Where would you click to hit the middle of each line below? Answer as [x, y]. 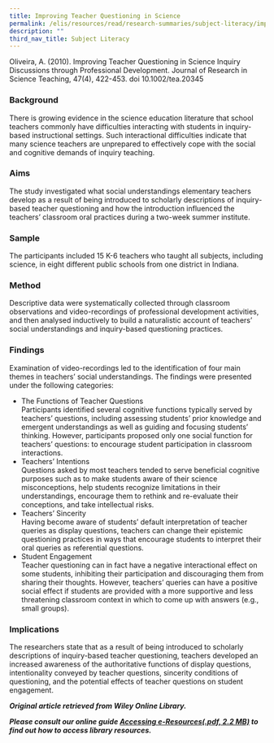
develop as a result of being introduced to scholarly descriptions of [122, 199]
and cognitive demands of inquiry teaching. [82, 152]
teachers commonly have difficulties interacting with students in [117, 126]
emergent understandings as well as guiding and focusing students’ [135, 427]
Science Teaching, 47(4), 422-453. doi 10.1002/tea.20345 [107, 79]
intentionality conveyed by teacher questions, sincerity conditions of [124, 673]
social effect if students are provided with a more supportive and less [137, 591]
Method [25, 285]
